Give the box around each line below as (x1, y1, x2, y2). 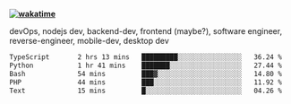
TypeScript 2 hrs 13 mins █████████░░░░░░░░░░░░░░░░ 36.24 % (9, 53, 282, 62)
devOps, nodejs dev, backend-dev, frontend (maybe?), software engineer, (9, 26, 283, 36)
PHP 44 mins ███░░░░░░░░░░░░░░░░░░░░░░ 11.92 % (9, 77, 282, 87)
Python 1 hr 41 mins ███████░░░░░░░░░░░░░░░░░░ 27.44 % (9, 61, 282, 70)
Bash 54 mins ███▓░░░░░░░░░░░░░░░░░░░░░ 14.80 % (9, 69, 282, 78)
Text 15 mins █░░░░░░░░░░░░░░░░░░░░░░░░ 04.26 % (9, 86, 282, 95)
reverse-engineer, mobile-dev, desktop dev (9, 36, 170, 46)
